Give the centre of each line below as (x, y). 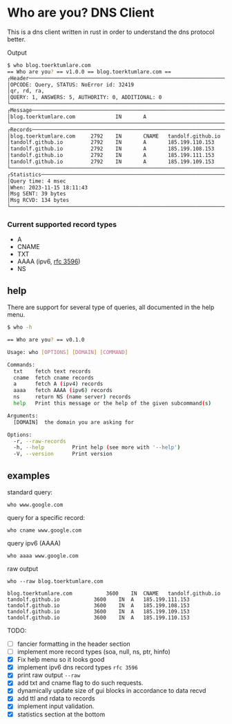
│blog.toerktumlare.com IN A (77, 117)
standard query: (30, 492)
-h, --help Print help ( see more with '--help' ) (97, 447)
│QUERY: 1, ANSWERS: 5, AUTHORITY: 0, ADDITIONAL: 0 (85, 98)
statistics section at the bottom (61, 714)
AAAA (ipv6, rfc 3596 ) (49, 261)
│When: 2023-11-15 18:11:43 (48, 187)
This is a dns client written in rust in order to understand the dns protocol (111, 32)
